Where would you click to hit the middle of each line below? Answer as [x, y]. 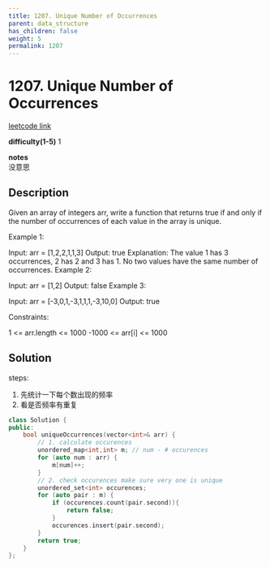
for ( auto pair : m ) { [76, 496]
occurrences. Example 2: [50, 269]
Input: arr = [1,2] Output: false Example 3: [77, 286]
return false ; [90, 511]
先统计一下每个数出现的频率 [66, 394]
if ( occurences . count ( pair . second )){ [116, 503]
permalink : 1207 [36, 46]
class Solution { [38, 420]
